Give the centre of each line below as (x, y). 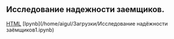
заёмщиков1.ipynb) (30, 30)
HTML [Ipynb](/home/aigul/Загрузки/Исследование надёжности (87, 23)
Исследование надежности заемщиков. (86, 10)
